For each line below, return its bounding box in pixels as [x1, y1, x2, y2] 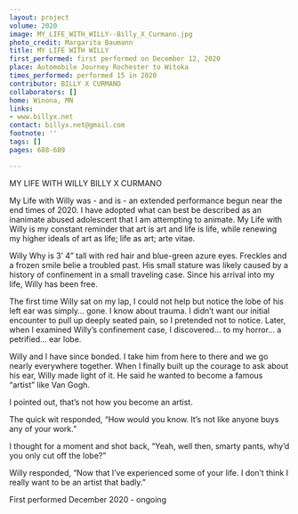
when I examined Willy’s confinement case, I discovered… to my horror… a [9, 324, 282, 335]
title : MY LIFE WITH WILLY [9, 46, 109, 55]
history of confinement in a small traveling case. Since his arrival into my [9, 269, 275, 280]
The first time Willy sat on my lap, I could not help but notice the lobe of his [9, 296, 285, 306]
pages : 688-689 [9, 145, 66, 154]
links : [9, 104, 34, 113]
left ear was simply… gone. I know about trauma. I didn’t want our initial [9, 305, 270, 316]
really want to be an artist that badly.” [9, 477, 147, 487]
